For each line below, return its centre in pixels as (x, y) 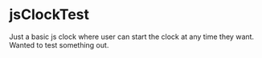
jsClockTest (49, 15)
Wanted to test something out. (59, 44)
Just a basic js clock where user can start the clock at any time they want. (132, 37)
